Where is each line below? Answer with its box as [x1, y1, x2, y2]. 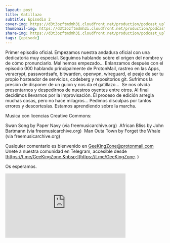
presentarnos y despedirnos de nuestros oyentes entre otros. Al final [5, 87, 149, 93]
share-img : [5, 31, 28, 36]
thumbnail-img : [5, 26, 37, 31]
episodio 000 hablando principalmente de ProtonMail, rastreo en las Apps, [5, 65, 160, 71]
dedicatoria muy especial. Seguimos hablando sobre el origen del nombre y [5, 54, 163, 60]
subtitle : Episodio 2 [5, 17, 51, 22]
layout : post [5, 7, 33, 13]
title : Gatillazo [5, 12, 42, 17]
